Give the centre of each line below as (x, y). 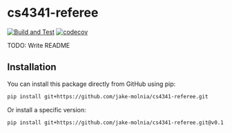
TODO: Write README (39, 45)
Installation (32, 67)
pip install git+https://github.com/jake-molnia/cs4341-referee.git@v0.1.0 (118, 123)
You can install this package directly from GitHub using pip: (91, 84)
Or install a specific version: (47, 109)
